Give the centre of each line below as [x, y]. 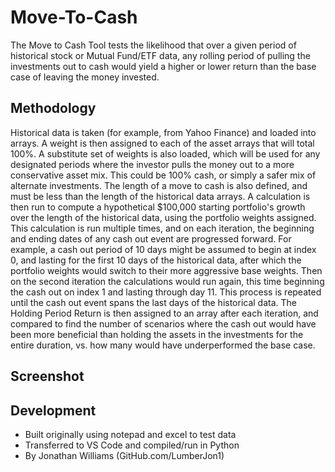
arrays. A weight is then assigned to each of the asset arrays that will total [162, 143]
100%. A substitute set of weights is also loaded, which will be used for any [165, 153]
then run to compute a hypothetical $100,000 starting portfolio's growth [158, 207]
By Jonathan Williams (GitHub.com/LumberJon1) [124, 455]
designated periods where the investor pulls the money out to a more [152, 164]
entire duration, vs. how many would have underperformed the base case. [163, 345]
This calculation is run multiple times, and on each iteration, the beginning [162, 228]
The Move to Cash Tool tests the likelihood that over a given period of [153, 45]
